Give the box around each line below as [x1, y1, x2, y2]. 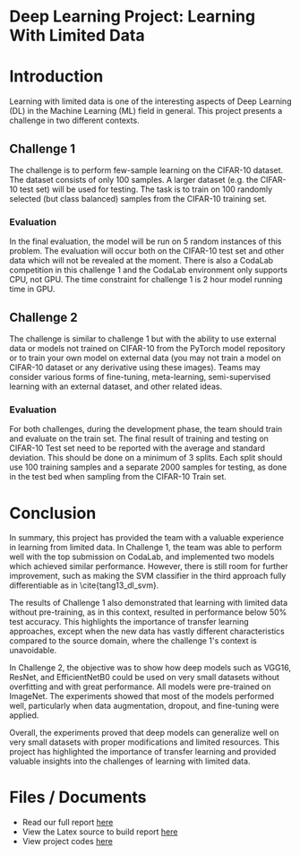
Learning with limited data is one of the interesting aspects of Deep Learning [9, 96, 292, 107]
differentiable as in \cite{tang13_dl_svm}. [9, 580, 159, 591]
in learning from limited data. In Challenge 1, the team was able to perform [9, 542, 282, 553]
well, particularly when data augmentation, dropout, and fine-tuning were [9, 701, 279, 712]
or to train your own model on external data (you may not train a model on [9, 352, 282, 364]
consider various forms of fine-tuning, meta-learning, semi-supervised [9, 372, 271, 383]
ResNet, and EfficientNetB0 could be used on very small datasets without [9, 672, 280, 683]
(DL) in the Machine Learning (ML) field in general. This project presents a [9, 106, 283, 117]
